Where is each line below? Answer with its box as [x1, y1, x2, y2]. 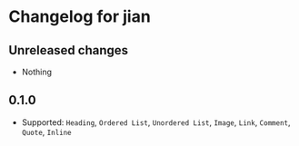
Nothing [21, 66, 52, 77]
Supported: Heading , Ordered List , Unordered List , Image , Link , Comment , [21, 116, 292, 128]
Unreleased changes [8, 43, 129, 58]
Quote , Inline [21, 126, 72, 137]
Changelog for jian [8, 6, 151, 27]
